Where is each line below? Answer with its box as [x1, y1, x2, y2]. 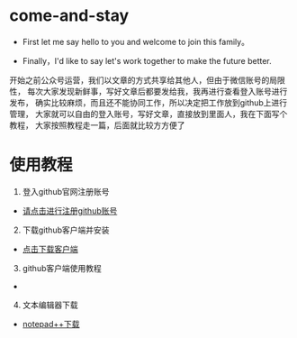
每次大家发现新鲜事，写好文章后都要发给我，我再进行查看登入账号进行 [26, 86, 288, 96]
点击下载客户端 [22, 243, 78, 254]
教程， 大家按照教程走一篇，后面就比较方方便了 [9, 119, 185, 131]
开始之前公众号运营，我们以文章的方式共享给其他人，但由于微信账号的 [9, 74, 270, 86]
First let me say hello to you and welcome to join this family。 [22, 36, 250, 47]
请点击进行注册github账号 [22, 205, 118, 216]
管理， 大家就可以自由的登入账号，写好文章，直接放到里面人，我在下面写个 [9, 108, 288, 119]
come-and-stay [9, 5, 130, 26]
